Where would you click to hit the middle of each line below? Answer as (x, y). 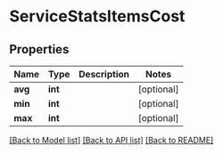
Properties (39, 49)
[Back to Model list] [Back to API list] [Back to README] (111, 140)
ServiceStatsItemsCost (97, 16)
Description (104, 74)
